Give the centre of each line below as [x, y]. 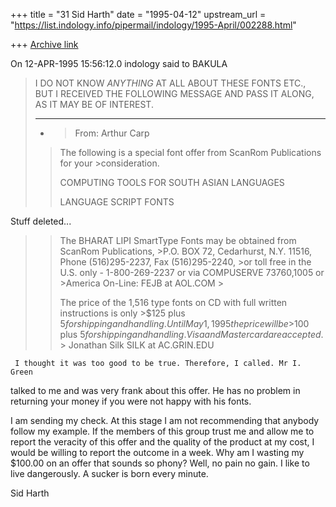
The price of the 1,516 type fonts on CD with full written [173, 302]
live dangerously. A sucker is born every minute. [109, 473]
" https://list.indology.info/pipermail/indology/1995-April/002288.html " [153, 25]
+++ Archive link [44, 44]
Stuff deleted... [41, 221]
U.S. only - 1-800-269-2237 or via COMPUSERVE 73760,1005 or [192, 272]
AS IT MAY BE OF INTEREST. [94, 104]
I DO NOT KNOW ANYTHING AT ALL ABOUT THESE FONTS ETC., [170, 83]
